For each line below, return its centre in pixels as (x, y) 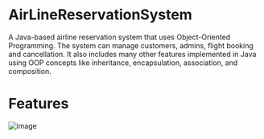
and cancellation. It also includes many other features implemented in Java (132, 54)
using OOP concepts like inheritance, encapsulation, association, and (123, 63)
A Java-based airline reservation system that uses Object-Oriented (120, 37)
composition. (30, 71)
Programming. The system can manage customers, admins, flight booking (131, 45)
